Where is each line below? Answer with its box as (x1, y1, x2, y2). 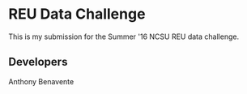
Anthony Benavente (8, 76, 75, 86)
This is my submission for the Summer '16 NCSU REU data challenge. (8, 32, 240, 41)
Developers (8, 55, 68, 69)
